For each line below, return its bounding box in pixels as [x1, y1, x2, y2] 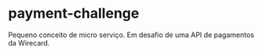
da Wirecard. [8, 38, 50, 47]
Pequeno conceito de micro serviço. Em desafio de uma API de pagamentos [8, 30, 255, 39]
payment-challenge [8, 5, 140, 22]
